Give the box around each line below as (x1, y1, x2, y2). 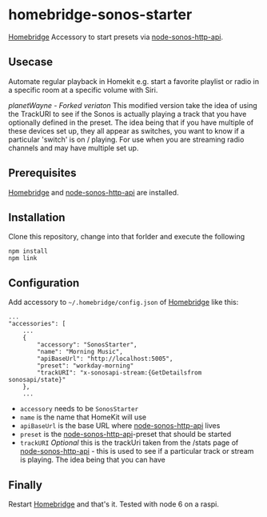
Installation (8, 210, 66, 224)
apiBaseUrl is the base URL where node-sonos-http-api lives (19, 421, 221, 431)
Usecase (8, 55, 54, 69)
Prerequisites (8, 166, 77, 180)
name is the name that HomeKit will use (19, 412, 146, 422)
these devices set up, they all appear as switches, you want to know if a (8, 126, 245, 135)
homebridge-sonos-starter (8, 6, 193, 24)
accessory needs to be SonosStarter (19, 404, 139, 414)
